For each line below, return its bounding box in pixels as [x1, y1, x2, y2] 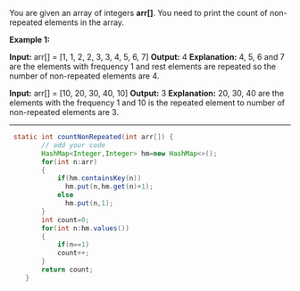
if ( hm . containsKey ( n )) [56, 174, 142, 183]
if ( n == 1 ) [56, 240, 90, 249]
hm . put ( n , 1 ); [65, 199, 114, 208]
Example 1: [9, 35, 51, 45]
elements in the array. [44, 17, 125, 28]
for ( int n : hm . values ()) [41, 223, 129, 233]
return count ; [41, 265, 94, 274]
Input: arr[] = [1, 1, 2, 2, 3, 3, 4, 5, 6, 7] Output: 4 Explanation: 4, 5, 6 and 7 [9, 52, 286, 62]
